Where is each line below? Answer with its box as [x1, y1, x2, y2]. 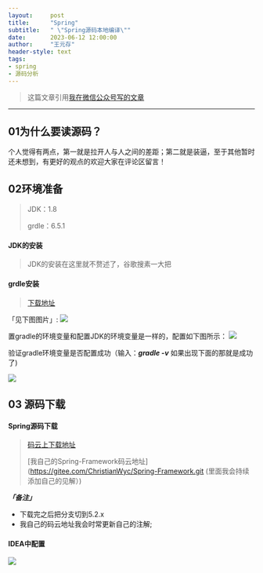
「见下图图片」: [8, 315, 59, 324]
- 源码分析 [8, 70, 39, 78]
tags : [8, 56, 26, 64]
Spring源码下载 [8, 421, 59, 430]
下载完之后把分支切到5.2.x [19, 509, 104, 519]
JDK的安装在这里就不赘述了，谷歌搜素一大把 [27, 260, 172, 269]
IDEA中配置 [8, 538, 45, 548]
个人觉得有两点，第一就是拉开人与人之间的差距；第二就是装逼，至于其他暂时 [8, 147, 255, 157]
